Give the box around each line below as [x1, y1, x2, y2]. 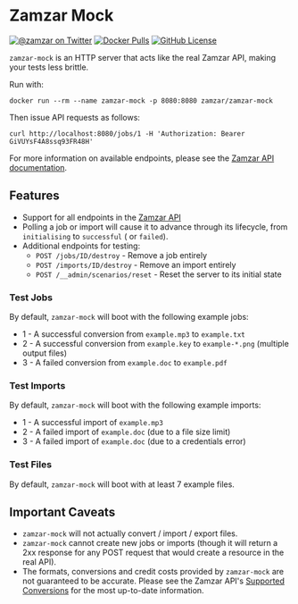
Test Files [9, 458, 52, 471]
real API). [21, 557, 56, 567]
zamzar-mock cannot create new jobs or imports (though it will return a [21, 538, 278, 549]
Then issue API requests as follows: [9, 112, 141, 122]
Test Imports [9, 379, 66, 391]
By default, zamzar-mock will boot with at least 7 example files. [9, 479, 235, 490]
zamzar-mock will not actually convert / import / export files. [21, 528, 238, 539]
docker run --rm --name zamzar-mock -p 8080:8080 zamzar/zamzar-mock [9, 96, 274, 105]
